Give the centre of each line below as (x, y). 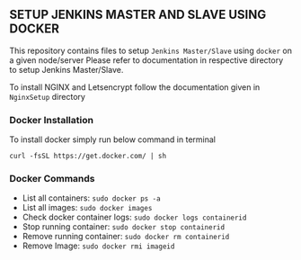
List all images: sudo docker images (87, 208)
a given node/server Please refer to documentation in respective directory (146, 60)
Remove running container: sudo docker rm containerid (126, 237)
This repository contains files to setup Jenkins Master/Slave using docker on (150, 50)
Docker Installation (52, 120)
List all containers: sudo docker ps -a (91, 198)
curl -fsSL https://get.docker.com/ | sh (88, 157)
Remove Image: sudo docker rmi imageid (98, 246)
